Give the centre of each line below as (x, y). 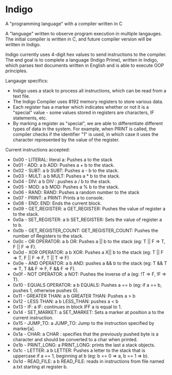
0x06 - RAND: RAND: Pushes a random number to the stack (76, 192)
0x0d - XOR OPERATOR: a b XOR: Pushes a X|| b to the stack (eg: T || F (88, 252)
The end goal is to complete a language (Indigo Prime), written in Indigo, (82, 60)
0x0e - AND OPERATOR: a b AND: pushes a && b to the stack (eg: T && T (90, 263)
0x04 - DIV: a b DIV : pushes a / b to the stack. (62, 181)
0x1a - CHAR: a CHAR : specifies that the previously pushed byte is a (85, 334)
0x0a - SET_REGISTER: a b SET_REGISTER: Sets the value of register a (87, 220)
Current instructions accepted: (38, 149)
